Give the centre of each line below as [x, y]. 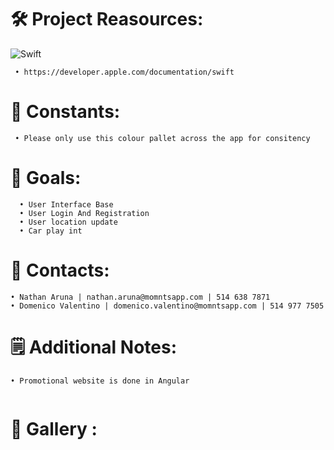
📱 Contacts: [60, 270]
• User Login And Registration [84, 213]
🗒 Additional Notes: [94, 347]
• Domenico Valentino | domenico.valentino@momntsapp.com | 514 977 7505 [167, 306]
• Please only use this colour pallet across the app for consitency [162, 138]
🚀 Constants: [65, 112]
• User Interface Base [66, 204]
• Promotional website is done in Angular [100, 381]
